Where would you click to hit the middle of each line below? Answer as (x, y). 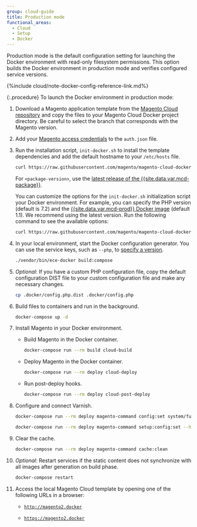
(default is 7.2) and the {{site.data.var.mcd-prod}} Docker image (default (102, 208)
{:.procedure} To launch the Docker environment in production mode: (90, 97)
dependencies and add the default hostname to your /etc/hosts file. (98, 156)
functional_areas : (29, 22)
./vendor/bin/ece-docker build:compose (64, 260)
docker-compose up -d (41, 317)
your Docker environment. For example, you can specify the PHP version (103, 202)
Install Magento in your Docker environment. (69, 328)
